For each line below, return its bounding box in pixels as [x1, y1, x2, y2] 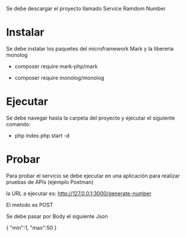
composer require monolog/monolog [14, 74, 105, 81]
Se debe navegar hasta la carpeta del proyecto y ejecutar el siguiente [6, 114, 175, 121]
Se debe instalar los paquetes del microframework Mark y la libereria [6, 45, 174, 52]
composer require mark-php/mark [14, 62, 98, 70]
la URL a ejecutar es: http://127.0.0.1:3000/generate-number [6, 190, 152, 197]
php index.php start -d [14, 132, 70, 139]
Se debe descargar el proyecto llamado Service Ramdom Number [6, 5, 167, 12]
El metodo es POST [6, 201, 53, 208]
